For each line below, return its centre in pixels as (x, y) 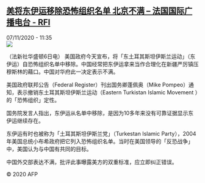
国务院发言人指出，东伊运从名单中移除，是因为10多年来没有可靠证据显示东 (100, 113)
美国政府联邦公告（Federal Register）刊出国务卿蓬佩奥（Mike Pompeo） (98, 84)
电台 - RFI (32, 22)
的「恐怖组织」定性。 (33, 100)
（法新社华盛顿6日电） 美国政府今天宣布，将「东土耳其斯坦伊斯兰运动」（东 (101, 56)
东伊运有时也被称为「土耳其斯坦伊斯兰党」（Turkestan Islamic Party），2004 (101, 133)
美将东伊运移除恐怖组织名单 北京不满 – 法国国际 (95, 11)
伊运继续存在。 (25, 121)
